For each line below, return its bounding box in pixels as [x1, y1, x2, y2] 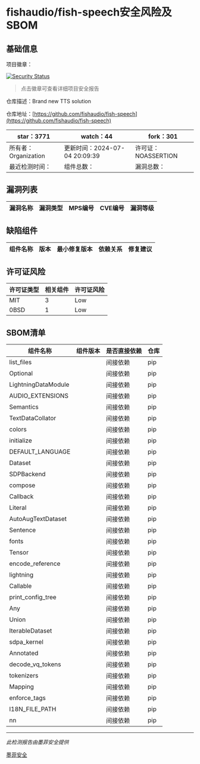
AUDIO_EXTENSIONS [9, 392, 68, 400]
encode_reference [9, 559, 61, 568]
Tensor [9, 549, 29, 557]
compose [9, 481, 36, 489]
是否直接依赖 [106, 347, 142, 355]
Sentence [9, 526, 36, 534]
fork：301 [148, 133, 178, 140]
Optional [9, 369, 33, 378]
